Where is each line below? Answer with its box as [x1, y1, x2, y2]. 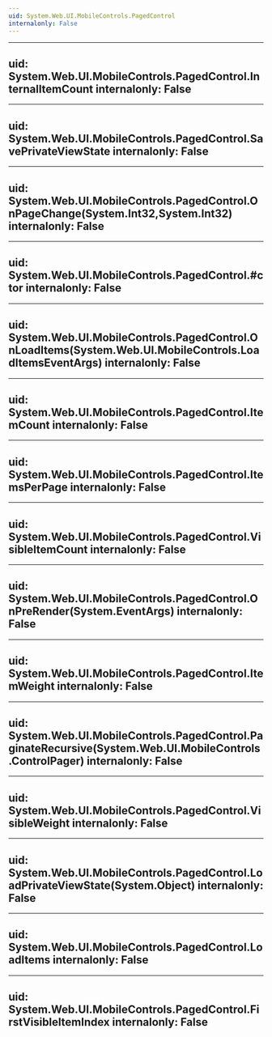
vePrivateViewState [8, 144, 111, 158]
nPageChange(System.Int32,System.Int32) [8, 206, 233, 220]
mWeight [8, 679, 55, 693]
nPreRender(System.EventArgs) [8, 605, 175, 618]
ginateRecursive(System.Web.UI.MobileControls [8, 742, 261, 755]
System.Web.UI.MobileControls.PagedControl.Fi [8, 1003, 260, 1017]
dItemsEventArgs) [8, 356, 103, 370]
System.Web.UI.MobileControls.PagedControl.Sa [8, 131, 264, 146]
